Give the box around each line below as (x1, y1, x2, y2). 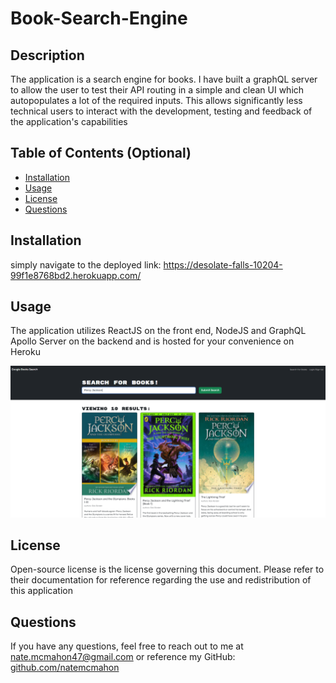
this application (10, 585, 73, 597)
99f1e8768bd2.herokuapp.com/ (10, 269, 142, 281)
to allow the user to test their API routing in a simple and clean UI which (10, 84, 305, 96)
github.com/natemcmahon (10, 662, 120, 674)
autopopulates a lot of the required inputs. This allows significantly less (10, 95, 303, 106)
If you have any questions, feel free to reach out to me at (10, 640, 244, 652)
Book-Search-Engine (10, 7, 188, 30)
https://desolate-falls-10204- (163, 258, 283, 271)
